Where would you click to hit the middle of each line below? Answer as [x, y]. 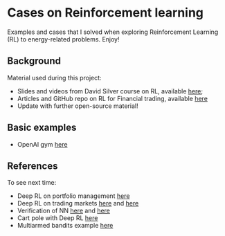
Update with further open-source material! [78, 106]
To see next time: [32, 183]
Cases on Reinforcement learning [106, 13]
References [33, 166]
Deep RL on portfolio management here [73, 196]
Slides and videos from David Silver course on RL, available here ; [110, 91]
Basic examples [42, 128]
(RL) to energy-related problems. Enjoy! [63, 39]
